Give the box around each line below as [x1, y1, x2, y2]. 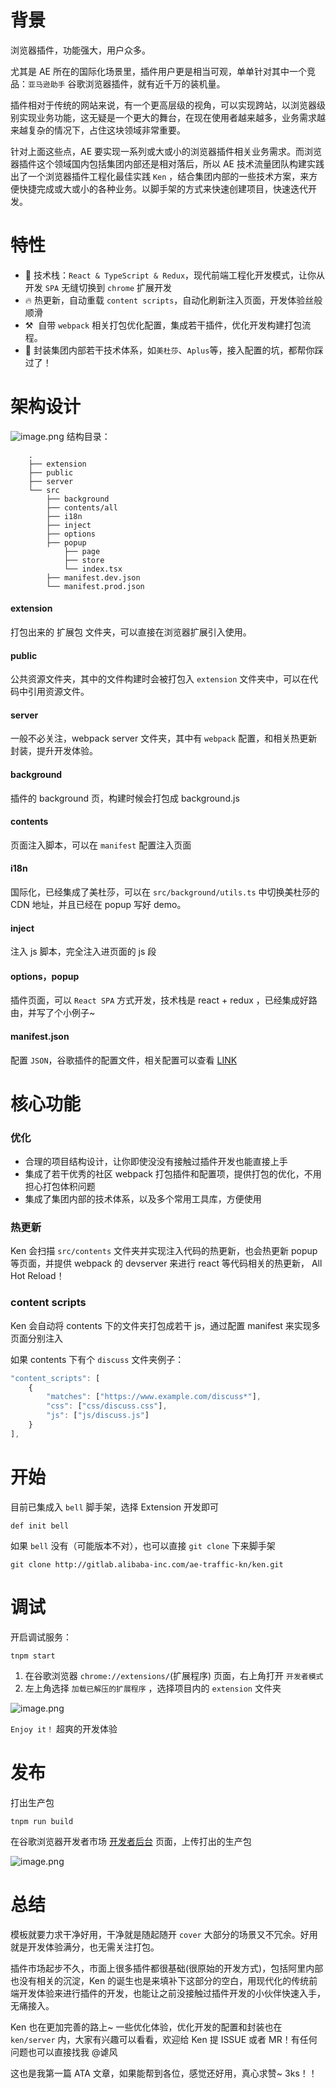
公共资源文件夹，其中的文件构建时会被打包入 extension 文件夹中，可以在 [10, 673, 310, 685]
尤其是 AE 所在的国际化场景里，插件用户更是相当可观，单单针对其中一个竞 [10, 65, 316, 77]
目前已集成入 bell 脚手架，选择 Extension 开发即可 [10, 1501, 220, 1513]
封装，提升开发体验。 [10, 745, 98, 757]
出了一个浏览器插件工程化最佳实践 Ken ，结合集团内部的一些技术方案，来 [10, 170, 310, 182]
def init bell [10, 1521, 70, 1531]
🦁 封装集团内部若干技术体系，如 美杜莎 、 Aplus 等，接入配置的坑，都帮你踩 [24, 344, 324, 356]
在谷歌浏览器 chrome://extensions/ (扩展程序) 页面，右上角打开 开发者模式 [24, 1669, 324, 1681]
